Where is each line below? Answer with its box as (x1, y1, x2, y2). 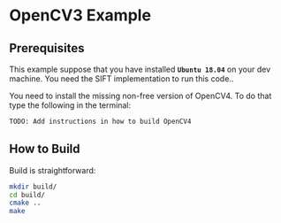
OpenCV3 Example (9, 5, 152, 26)
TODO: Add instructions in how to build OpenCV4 (9, 117, 192, 126)
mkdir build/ (9, 182, 57, 191)
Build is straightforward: (9, 165, 96, 175)
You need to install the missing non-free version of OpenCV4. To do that (9, 90, 272, 101)
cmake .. (9, 198, 42, 208)
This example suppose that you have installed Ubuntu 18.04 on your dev (9, 64, 271, 74)
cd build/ (9, 190, 46, 199)
